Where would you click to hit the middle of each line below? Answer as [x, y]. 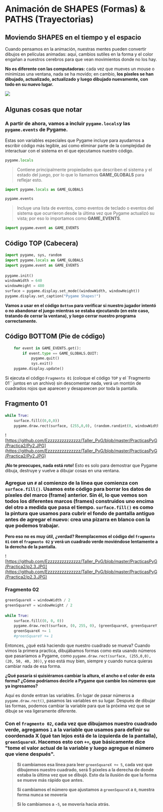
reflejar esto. [30, 180]
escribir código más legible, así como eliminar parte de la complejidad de [78, 145]
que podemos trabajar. [32, 526]
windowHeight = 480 [25, 286]
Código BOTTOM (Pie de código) [55, 337]
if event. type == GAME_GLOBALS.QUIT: [60, 353]
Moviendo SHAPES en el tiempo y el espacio [73, 37]
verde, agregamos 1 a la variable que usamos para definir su [77, 730]
